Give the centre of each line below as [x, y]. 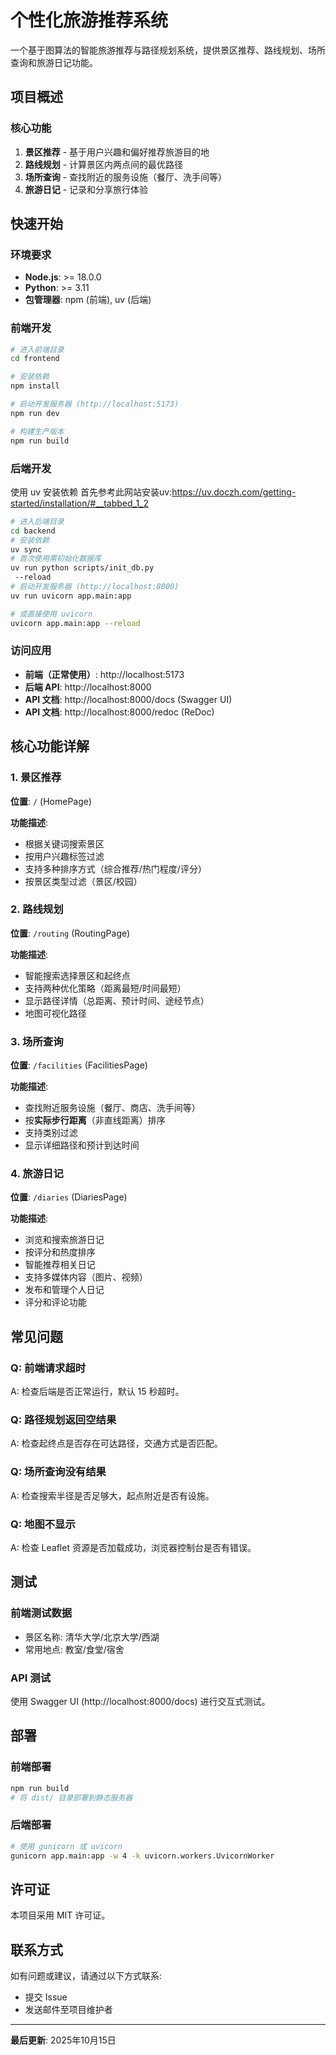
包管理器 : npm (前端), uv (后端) [88, 300]
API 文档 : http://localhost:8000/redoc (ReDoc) [119, 712]
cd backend [33, 531]
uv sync [26, 549]
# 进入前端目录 [37, 349]
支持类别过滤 [51, 1133]
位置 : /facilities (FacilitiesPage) [79, 1065]
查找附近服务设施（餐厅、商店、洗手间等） [112, 1108]
